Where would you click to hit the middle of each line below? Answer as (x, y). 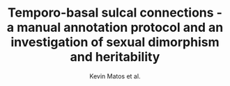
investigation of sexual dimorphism (115, 42)
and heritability (115, 57)
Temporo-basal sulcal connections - (115, 13)
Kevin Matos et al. (115, 76)
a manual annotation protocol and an (115, 27)
